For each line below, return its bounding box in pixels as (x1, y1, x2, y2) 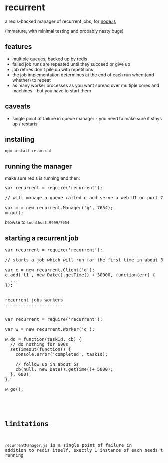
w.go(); (5, 387, 24, 392)
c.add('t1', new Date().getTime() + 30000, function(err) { (5, 272, 156, 278)
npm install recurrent (5, 148, 52, 154)
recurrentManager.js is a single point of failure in (5, 442, 132, 448)
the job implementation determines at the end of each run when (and (12, 72, 154, 78)
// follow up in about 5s (15, 362, 79, 367)
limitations (5, 420, 49, 428)
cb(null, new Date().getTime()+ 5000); (15, 367, 113, 372)
